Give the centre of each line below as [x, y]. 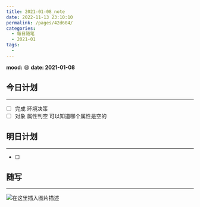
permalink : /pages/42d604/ [40, 23]
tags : [13, 45]
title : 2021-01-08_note [36, 12]
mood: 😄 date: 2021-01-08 [41, 67]
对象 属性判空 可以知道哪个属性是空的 [61, 116]
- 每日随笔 [23, 34]
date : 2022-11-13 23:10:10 [40, 17]
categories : [21, 28]
